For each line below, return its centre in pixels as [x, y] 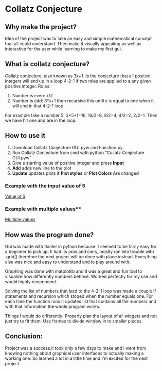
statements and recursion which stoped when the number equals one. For [79, 296]
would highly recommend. [31, 282]
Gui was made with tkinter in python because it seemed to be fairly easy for [81, 247]
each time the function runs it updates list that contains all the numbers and [81, 302]
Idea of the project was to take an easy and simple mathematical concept [79, 38]
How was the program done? [49, 235]
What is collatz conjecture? [47, 64]
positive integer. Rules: [28, 86]
